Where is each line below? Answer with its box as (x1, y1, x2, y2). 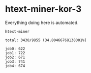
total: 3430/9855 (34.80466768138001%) (5, 38, 87, 43)
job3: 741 (5, 59, 26, 64)
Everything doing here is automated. (5, 20, 79, 25)
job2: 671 (5, 55, 26, 60)
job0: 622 (5, 46, 26, 51)
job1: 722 (5, 50, 26, 55)
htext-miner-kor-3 (5, 3, 82, 15)
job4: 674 (5, 63, 26, 68)
